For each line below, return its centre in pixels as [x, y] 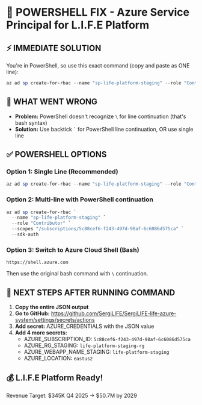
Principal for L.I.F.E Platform [78, 25]
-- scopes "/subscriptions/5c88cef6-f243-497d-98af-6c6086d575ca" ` [98, 229]
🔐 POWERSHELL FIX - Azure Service [98, 12]
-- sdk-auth [25, 234]
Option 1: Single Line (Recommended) [62, 171]
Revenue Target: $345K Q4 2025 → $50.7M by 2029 [72, 395]
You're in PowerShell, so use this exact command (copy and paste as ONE [98, 65]
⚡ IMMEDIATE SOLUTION [54, 48]
